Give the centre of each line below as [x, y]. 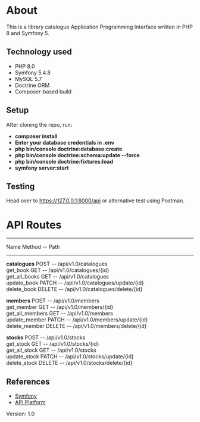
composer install [36, 136]
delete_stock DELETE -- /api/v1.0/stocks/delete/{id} [69, 363]
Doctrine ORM [32, 85]
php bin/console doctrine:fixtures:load [64, 161]
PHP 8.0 [25, 66]
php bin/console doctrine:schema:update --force [77, 155]
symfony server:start [42, 168]
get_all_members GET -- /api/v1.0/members [60, 314]
